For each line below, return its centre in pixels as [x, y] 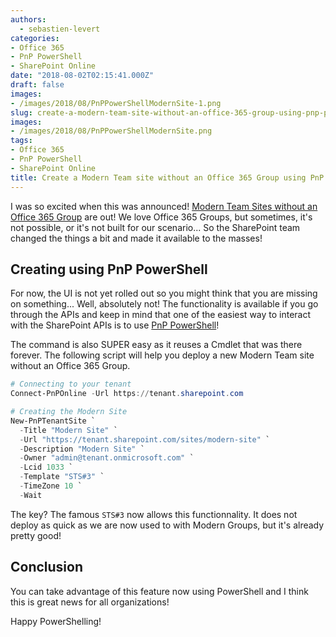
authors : [28, 19]
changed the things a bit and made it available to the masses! [136, 238]
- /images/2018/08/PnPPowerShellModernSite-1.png [116, 103]
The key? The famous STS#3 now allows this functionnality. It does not [154, 514]
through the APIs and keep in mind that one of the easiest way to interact [161, 315]
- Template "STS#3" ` [62, 477]
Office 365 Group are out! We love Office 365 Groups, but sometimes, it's [161, 217]
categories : [35, 38]
